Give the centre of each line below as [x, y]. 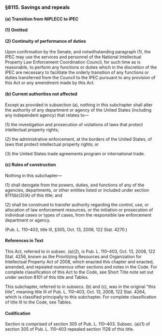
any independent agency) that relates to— [47, 115]
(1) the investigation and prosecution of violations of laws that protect [74, 124]
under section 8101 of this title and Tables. [47, 277]
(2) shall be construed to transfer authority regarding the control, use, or [77, 204]
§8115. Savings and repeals [37, 7]
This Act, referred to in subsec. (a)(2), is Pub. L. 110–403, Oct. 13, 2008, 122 [80, 251]
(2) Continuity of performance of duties [45, 41]
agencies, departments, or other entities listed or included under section [77, 190]
